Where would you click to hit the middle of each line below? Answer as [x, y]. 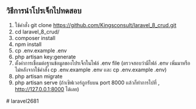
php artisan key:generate [45, 57]
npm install [28, 44]
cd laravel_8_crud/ [37, 32]
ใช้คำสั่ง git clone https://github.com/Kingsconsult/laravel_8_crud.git [95, 25]
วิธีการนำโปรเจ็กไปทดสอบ [44, 11]
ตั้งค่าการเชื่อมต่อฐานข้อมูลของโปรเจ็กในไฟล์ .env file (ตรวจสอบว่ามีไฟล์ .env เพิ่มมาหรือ [102, 63]
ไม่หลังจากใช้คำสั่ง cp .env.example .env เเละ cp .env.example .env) [91, 70]
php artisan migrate [38, 76]
